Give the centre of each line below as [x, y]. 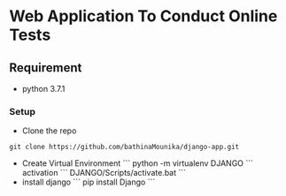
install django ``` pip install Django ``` [89, 182]
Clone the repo [49, 131]
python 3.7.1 [43, 89]
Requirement [46, 68]
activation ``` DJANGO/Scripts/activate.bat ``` [104, 173]
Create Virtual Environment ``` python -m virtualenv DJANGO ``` [138, 163]
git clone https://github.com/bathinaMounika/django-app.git [124, 147]
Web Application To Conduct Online [143, 16]
